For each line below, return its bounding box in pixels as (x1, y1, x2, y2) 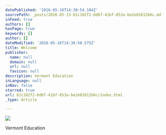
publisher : (5, 50, 28, 55)
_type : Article (5, 97, 37, 102)
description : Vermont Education (5, 74, 73, 79)
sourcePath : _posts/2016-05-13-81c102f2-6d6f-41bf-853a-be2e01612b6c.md (5, 12, 161, 17)
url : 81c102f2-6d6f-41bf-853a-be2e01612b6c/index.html (5, 92, 123, 97)
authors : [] (5, 21, 30, 27)
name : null (10, 54, 33, 60)
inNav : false (5, 83, 33, 88)
